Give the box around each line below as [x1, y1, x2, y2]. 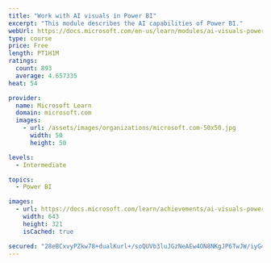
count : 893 [15, 65, 52, 73]
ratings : [8, 57, 38, 65]
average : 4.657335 [15, 72, 78, 80]
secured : [8, 242, 38, 250]
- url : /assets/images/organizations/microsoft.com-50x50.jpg [23, 124, 236, 132]
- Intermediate [15, 161, 67, 169]
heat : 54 [8, 79, 38, 87]
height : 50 [29, 139, 67, 147]
